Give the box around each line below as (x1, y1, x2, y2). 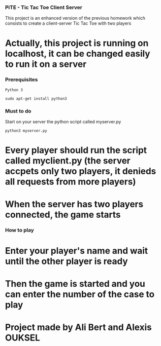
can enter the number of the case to (5, 288, 155, 300)
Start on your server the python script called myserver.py (5, 119, 122, 125)
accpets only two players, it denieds (5, 166, 156, 177)
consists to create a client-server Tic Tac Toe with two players (5, 20, 131, 26)
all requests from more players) (5, 176, 136, 188)
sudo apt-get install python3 (5, 96, 67, 101)
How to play (5, 227, 34, 233)
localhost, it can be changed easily (5, 48, 150, 59)
